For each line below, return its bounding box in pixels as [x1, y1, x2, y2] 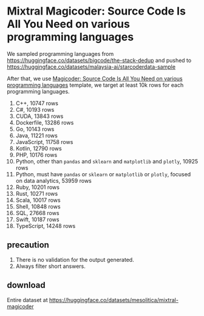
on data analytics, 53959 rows [15, 177, 92, 184]
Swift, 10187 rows [15, 216, 59, 223]
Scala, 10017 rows [15, 196, 61, 204]
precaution [7, 240, 49, 250]
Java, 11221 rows [15, 132, 58, 139]
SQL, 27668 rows [15, 209, 59, 216]
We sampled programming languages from [7, 50, 114, 57]
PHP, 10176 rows [15, 151, 58, 159]
